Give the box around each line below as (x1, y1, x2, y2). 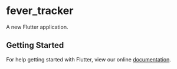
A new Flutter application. (6, 23, 68, 30)
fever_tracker (6, 4, 74, 18)
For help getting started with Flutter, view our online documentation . (6, 56, 171, 63)
